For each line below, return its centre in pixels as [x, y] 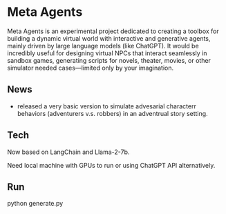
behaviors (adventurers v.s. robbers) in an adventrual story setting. [113, 113]
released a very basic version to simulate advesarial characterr [107, 106]
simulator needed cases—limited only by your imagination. [91, 68]
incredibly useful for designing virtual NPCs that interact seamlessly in [107, 53]
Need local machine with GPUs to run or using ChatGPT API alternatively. [111, 165]
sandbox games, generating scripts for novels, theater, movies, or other [109, 60]
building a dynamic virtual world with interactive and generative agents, [109, 38]
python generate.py [35, 204]
